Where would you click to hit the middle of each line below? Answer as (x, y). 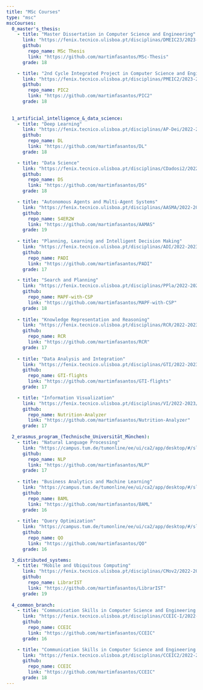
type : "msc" (21, 18)
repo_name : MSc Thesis (56, 51)
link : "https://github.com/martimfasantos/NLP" (89, 465)
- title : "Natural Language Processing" (69, 442)
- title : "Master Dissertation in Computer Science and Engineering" (107, 34)
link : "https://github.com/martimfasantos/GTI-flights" (100, 381)
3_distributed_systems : (41, 560)
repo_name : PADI (48, 258)
